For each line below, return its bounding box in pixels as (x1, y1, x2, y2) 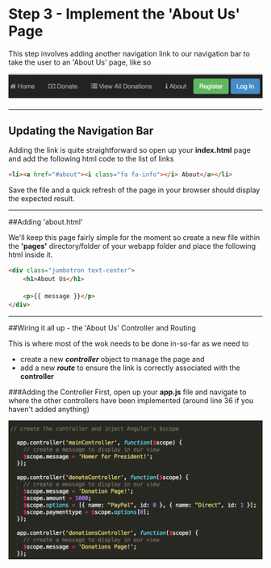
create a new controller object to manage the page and (19, 354, 205, 364)
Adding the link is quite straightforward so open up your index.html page (8, 145, 252, 155)
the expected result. (8, 194, 75, 204)
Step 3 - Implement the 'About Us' (8, 5, 240, 23)
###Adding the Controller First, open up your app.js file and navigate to (8, 387, 247, 397)
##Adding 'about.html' (8, 217, 83, 227)
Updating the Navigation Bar (8, 124, 154, 137)
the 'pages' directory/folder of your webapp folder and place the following (8, 242, 256, 251)
